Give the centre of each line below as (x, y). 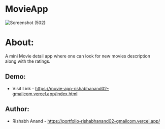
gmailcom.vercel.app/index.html (45, 94)
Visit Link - (23, 88)
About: (19, 42)
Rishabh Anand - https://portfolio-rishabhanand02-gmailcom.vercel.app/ (86, 121)
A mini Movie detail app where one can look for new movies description (78, 56)
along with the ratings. (28, 61)
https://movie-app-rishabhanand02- (72, 88)
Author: (17, 109)
